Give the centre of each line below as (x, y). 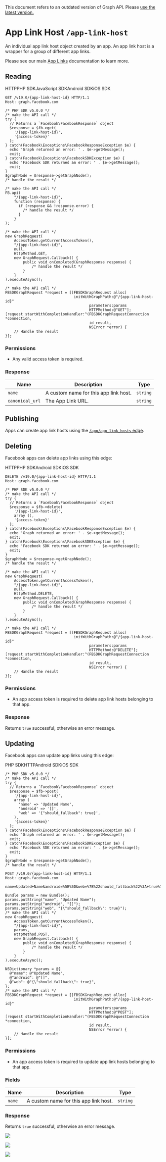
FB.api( (13, 193)
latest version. (20, 12)
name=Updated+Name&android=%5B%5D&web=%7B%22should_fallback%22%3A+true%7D (85, 887)
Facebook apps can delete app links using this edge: (59, 458)
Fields (13, 1080)
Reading (18, 76)
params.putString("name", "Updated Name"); (51, 900)
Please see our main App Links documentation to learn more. (67, 61)
